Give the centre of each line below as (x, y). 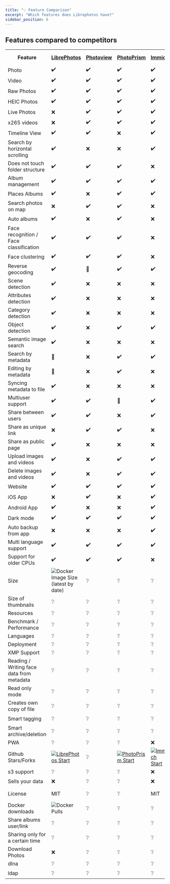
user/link (18, 826)
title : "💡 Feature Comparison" (38, 10)
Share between (26, 412)
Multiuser (19, 398)
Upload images (26, 456)
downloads (21, 812)
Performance (23, 628)
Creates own (23, 703)
